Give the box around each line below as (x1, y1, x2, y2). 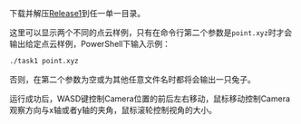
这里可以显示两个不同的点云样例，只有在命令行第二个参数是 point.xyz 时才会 (9, 27, 293, 38)
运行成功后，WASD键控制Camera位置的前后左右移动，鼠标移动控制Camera (9, 93, 291, 104)
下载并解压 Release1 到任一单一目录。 (9, 8, 146, 18)
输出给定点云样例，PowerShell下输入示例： (9, 39, 170, 49)
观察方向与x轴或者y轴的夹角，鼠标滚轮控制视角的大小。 (9, 104, 218, 115)
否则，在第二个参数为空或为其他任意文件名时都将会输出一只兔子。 (9, 73, 256, 84)
